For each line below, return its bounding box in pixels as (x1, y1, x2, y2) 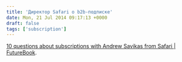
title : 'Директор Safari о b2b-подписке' (6, 9, 113, 15)
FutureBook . (6, 49, 37, 57)
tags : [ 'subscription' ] (6, 26, 67, 32)
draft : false (6, 20, 40, 26)
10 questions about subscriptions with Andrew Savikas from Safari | (6, 43, 176, 50)
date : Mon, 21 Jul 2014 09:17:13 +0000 (6, 15, 108, 21)
